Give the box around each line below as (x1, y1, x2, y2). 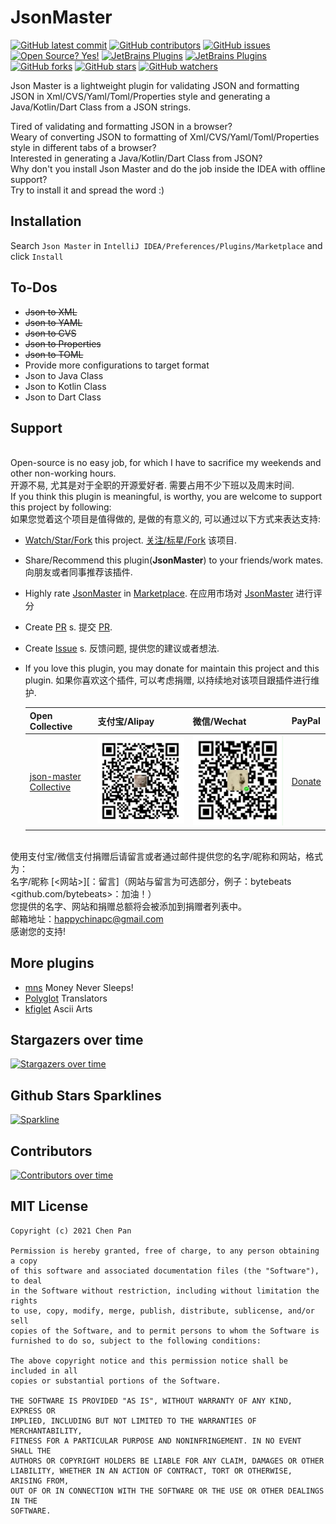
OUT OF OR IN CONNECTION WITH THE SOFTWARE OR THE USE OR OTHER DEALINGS (10, 1486, 325, 1496)
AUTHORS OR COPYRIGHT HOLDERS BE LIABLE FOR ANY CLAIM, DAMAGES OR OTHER (10, 1456, 325, 1466)
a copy (10, 1256, 38, 1266)
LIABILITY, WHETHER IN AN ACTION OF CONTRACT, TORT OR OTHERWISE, (10, 1466, 293, 1476)
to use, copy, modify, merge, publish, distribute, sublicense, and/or (10, 1306, 315, 1316)
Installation (10, 213, 82, 230)
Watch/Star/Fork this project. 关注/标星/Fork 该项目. (24, 534, 238, 546)
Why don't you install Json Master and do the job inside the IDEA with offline (10, 162, 326, 175)
